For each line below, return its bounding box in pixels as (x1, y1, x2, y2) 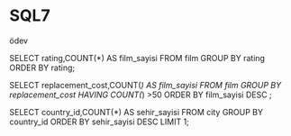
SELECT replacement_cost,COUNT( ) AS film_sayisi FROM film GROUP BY (9, 79, 282, 90)
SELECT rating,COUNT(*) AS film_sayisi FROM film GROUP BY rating (9, 52, 266, 63)
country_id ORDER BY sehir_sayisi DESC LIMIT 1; (9, 116, 189, 127)
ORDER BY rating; (9, 62, 75, 73)
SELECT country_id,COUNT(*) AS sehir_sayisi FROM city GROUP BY (9, 106, 264, 117)
